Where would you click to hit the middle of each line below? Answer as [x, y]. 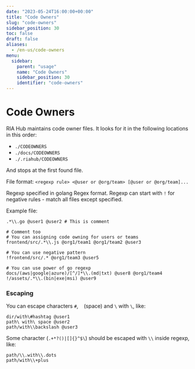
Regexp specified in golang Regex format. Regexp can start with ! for [91, 193]
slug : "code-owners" [32, 22]
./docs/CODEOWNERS [37, 153]
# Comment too [24, 232]
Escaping [20, 293]
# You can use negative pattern [46, 252]
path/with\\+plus [27, 361]
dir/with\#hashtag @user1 [38, 317]
